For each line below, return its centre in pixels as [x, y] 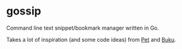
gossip [24, 11]
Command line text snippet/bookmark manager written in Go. [83, 28]
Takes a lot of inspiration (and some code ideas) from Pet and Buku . [91, 39]
